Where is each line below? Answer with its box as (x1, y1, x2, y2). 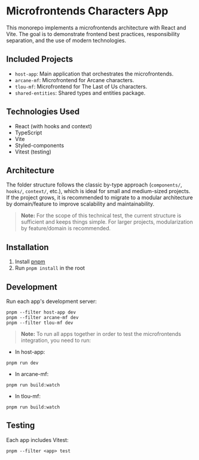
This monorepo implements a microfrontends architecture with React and (6, 24, 186, 31)
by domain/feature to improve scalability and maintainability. (6, 200, 155, 208)
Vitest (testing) (14, 148, 52, 155)
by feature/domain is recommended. (20, 225, 111, 232)
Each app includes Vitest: (6, 436, 69, 443)
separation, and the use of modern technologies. (6, 37, 127, 44)
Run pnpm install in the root (14, 264, 85, 272)
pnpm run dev (6, 360, 39, 366)
